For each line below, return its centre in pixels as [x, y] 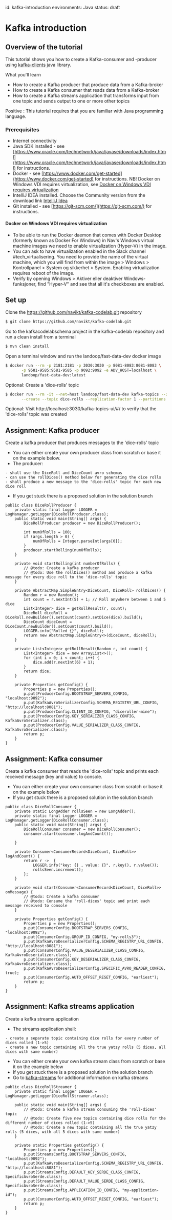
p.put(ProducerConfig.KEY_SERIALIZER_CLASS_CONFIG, [80, 716]
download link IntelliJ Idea [40, 201]
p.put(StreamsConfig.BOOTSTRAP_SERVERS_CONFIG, [75, 1154]
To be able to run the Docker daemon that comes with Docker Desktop [87, 235]
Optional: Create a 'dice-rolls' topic [42, 385]
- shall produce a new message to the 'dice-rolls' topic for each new [83, 482]
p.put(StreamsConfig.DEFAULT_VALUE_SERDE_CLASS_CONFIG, [84, 1181]
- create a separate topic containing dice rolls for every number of [82, 1038]
